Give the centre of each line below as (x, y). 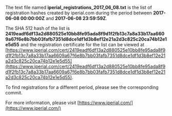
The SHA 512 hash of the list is (38, 28)
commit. (14, 93)
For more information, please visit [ (42, 103)
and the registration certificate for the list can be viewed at (82, 45)
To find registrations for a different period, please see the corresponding (82, 87)
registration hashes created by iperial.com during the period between (79, 13)
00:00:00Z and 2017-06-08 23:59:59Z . (64, 18)
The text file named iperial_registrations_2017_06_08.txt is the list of (79, 7)
